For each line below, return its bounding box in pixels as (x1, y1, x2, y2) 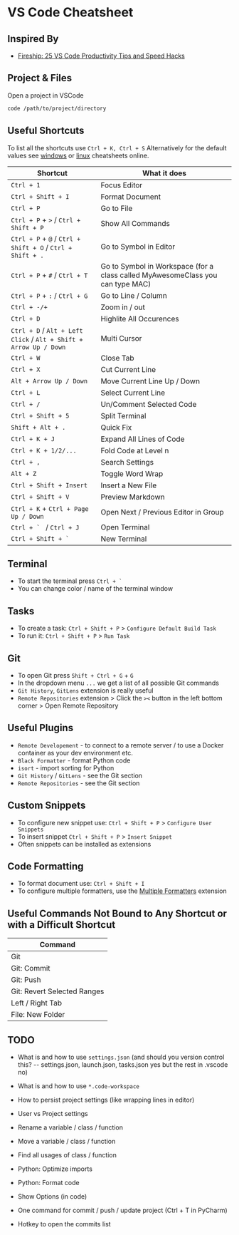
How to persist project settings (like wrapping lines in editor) (17, 1095, 195, 1104)
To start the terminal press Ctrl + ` (17, 577, 122, 585)
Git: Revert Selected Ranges (11, 986, 105, 996)
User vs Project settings (17, 1110, 88, 1117)
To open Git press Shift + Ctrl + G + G (17, 671, 134, 679)
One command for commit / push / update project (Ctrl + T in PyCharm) (17, 1206, 228, 1214)
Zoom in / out (100, 302, 146, 312)
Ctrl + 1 (11, 181, 41, 189)
